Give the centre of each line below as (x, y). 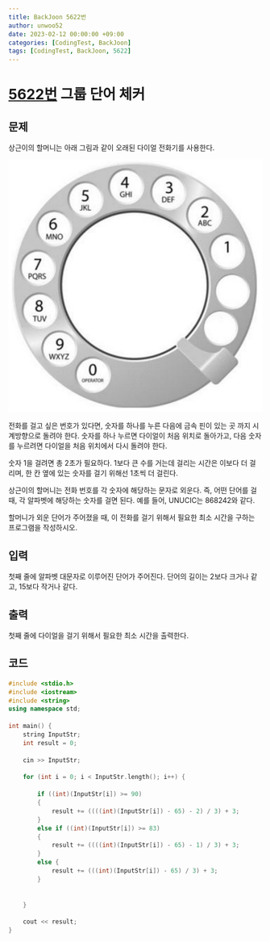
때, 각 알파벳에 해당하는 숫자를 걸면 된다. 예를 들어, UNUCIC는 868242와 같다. (132, 500)
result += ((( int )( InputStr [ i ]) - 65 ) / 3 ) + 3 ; (135, 871)
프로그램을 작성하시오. (43, 528)
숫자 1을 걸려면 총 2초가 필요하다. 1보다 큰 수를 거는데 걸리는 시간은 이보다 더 (128, 463)
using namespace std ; (45, 709)
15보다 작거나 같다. (48, 587)
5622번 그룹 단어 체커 (77, 95)
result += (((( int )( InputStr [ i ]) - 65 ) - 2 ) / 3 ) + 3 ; (145, 811)
